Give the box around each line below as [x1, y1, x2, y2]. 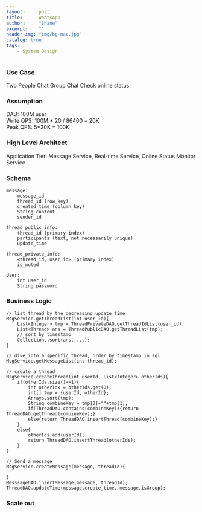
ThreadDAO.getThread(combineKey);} [6, 411, 96, 417]
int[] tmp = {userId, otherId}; [28, 390, 110, 396]
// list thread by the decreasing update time [6, 311, 125, 317]
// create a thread [6, 369, 55, 375]
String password [17, 282, 58, 289]
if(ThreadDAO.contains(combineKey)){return [28, 406, 139, 412]
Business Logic [6, 297, 52, 305]
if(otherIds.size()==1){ [17, 379, 80, 386]
